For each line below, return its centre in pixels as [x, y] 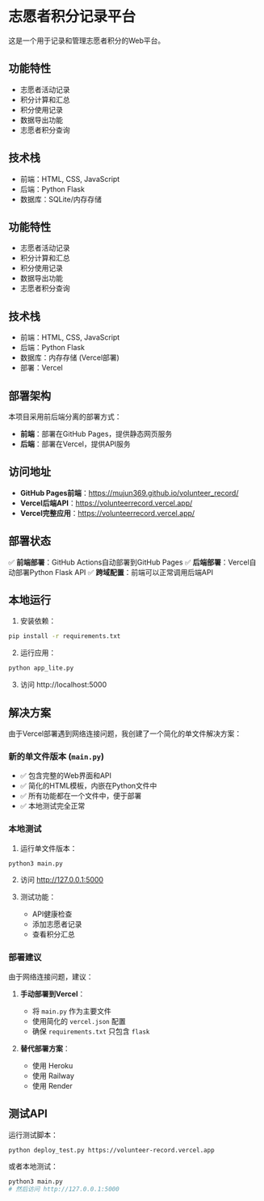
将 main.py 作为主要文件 [71, 1011]
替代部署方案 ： [45, 1048]
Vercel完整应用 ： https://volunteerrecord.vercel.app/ [107, 513]
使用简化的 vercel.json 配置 [79, 1021]
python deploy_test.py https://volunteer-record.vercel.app [112, 1150]
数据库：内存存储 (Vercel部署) [69, 357]
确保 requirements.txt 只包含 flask [91, 1031]
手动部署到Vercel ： [52, 994]
